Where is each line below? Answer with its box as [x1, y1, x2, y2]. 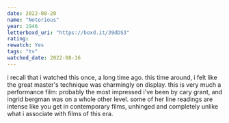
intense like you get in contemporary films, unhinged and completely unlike [7, 102, 219, 110]
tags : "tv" [7, 49, 38, 55]
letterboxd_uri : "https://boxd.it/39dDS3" [7, 29, 130, 36]
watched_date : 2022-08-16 [7, 55, 81, 61]
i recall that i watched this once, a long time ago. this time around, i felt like [7, 73, 217, 81]
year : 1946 [7, 23, 38, 29]
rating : [7, 36, 29, 42]
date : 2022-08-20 [7, 10, 57, 17]
